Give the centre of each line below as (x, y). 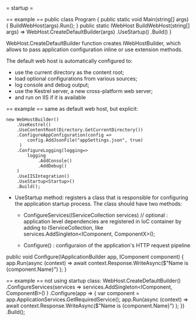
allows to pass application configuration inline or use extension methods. (94, 49)
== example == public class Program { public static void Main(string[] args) (97, 19)
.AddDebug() (52, 166)
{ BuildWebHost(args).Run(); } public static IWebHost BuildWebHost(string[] (98, 26)
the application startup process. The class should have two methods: (98, 204)
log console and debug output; (52, 85)
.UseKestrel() (34, 125)
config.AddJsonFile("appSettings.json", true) (85, 140)
